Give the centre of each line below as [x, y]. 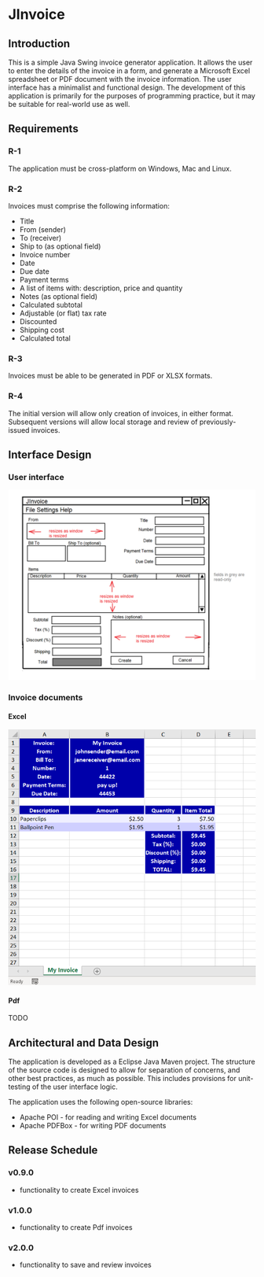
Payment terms [44, 279]
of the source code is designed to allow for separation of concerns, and [124, 1070]
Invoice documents [46, 698]
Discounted [38, 321]
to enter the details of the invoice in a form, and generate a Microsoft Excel [129, 71]
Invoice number [45, 254]
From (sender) [43, 229]
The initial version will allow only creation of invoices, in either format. [121, 413]
